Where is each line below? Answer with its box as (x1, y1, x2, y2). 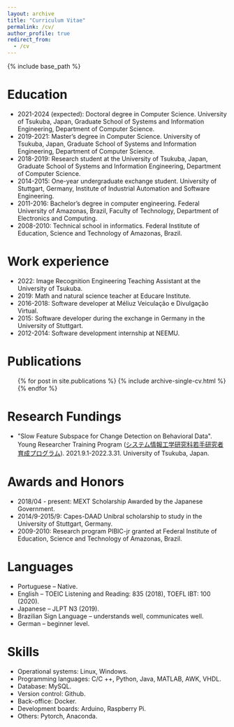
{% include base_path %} (7, 62, 81, 70)
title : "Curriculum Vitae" (7, 17, 86, 24)
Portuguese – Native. (17, 582, 78, 590)
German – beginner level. (17, 619, 90, 627)
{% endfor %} (17, 383, 58, 393)
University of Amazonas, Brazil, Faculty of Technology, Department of (17, 206, 219, 215)
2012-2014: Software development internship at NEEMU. (17, 329, 180, 337)
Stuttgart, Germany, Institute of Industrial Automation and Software (17, 184, 210, 193)
